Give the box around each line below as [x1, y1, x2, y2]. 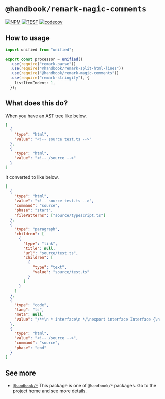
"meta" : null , [14, 312, 44, 317]
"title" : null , [23, 246, 56, 251]
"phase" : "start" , [14, 208, 53, 213]
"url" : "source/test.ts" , [23, 250, 79, 256]
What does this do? [5, 99, 68, 108]
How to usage [5, 34, 50, 42]
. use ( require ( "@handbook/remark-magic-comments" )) [10, 71, 119, 76]
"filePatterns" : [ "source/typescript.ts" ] [14, 212, 106, 218]
